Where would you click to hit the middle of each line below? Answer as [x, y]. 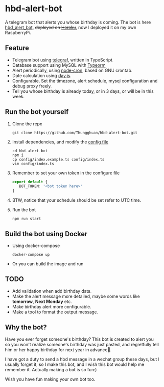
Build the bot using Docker [46, 234]
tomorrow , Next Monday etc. [42, 301]
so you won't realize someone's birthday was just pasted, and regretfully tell [82, 344]
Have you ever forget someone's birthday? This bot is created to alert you [80, 339]
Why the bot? [26, 327]
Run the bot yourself [37, 112]
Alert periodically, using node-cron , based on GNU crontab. [72, 70]
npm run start [26, 219]
